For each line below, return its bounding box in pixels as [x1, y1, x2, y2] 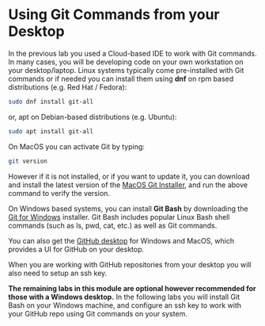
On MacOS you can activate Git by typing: [8, 141, 145, 151]
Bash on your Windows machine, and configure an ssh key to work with [8, 300, 242, 310]
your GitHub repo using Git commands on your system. [8, 309, 187, 318]
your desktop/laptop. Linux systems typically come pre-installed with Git [8, 65, 244, 75]
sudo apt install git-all [8, 127, 93, 136]
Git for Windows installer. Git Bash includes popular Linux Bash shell [8, 212, 230, 221]
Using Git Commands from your [8, 6, 220, 24]
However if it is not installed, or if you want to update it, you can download [8, 171, 251, 181]
